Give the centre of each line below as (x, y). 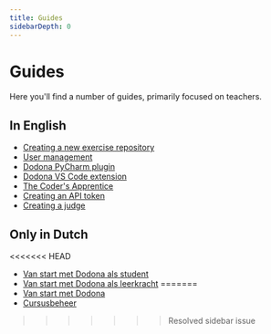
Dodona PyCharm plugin (69, 167)
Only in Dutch (49, 234)
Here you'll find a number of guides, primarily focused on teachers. (136, 97)
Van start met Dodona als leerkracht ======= (110, 284)
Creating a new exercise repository (89, 148)
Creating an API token (63, 196)
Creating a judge (54, 205)
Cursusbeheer (50, 303)
